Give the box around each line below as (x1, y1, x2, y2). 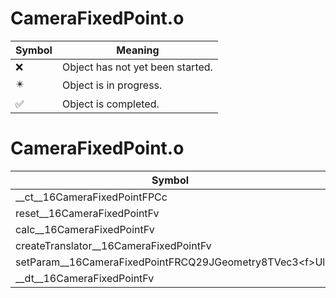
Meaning (116, 43, 160, 57)
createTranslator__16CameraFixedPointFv (15, 238, 212, 252)
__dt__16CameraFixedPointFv (15, 271, 155, 285)
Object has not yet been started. (61, 60, 213, 74)
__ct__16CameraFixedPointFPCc (15, 190, 168, 204)
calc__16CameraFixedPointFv (15, 222, 155, 236)
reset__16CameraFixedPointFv (15, 206, 160, 220)
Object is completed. (61, 97, 160, 111)
